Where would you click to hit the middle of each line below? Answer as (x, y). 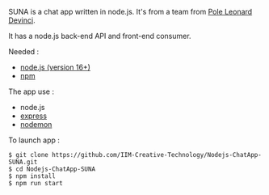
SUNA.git (23, 162)
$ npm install (32, 176)
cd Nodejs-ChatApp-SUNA (55, 169)
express (33, 116)
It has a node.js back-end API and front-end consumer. (100, 36)
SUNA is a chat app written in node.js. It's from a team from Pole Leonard (130, 12)
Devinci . (22, 20)
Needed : (24, 51)
